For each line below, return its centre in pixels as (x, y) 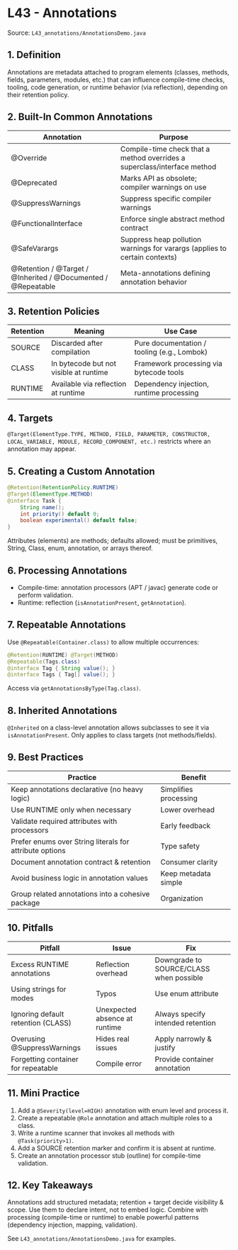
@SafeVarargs (35, 248)
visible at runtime (80, 372)
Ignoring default (38, 1014)
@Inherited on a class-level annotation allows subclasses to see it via (108, 727)
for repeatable (35, 1068)
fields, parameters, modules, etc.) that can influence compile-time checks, (116, 79)
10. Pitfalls (30, 928)
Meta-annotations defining (165, 273)
